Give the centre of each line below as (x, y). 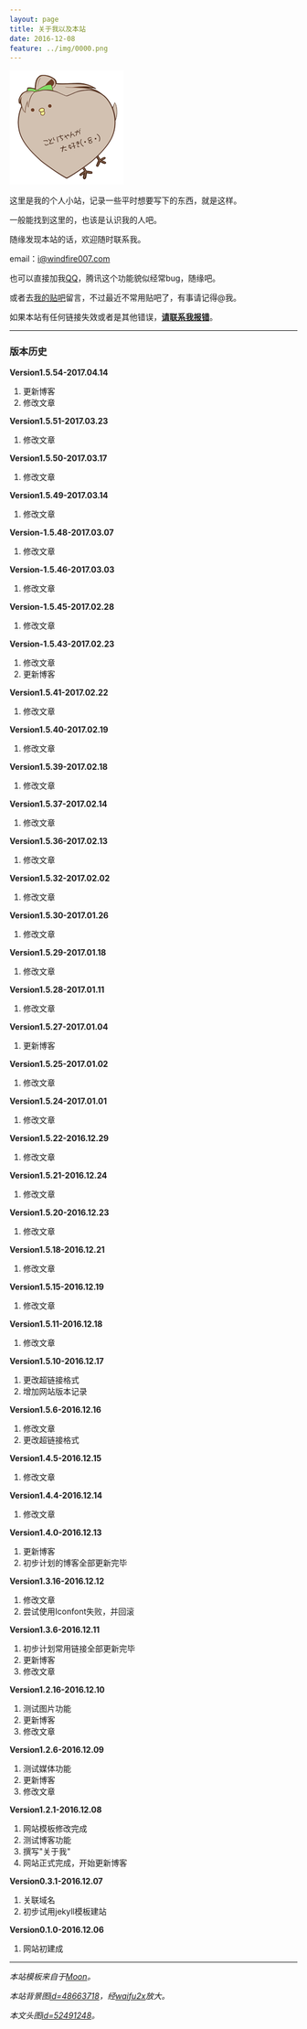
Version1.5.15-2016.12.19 (57, 1287)
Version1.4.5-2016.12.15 (56, 1458)
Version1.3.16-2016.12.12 (57, 1581)
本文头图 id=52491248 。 (55, 2015)
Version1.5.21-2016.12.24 (58, 1175)
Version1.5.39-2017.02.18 (58, 766)
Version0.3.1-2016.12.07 (56, 1881)
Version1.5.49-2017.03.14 (59, 495)
